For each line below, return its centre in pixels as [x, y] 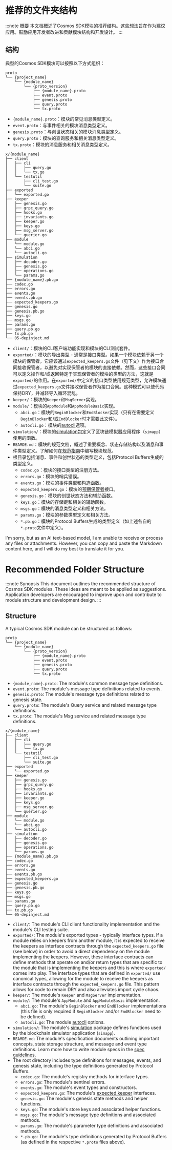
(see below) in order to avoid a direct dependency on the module [81, 951]
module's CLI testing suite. [41, 929]
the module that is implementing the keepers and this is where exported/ [89, 968]
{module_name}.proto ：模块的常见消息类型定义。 [64, 119]
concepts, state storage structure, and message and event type [80, 1044]
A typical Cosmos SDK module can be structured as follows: [69, 628]
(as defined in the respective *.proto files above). [73, 1142]
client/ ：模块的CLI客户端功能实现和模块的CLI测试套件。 [73, 348]
